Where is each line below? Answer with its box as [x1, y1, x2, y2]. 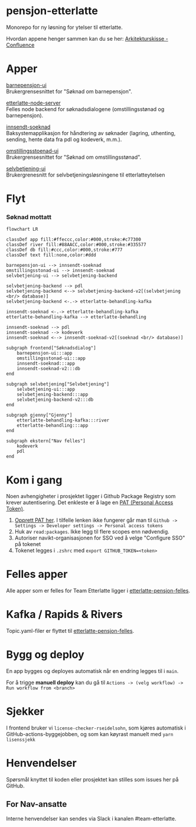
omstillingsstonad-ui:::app [17, 355, 86, 361]
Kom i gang [6, 473, 63, 486]
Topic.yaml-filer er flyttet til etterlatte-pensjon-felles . [6, 627, 135, 635]
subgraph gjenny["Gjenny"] [6, 412, 73, 419]
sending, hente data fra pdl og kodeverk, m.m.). [6, 136, 122, 143]
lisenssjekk [6, 737, 35, 743]
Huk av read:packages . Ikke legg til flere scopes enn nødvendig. [14, 528, 169, 535]
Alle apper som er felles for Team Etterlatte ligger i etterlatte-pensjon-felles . [6, 587, 191, 594]
